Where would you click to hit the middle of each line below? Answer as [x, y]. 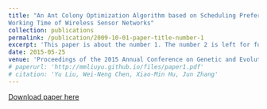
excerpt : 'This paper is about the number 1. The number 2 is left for [129, 45]
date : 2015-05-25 [37, 52]
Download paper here [44, 96]
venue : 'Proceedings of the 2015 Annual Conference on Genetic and [122, 60]
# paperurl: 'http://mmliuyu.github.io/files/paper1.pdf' [106, 67]
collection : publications [51, 30]
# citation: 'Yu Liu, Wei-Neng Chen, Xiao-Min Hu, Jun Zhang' [113, 74]
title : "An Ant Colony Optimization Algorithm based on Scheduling [122, 15]
